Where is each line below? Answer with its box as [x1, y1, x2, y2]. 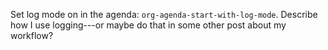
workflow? [10, 30, 54, 41]
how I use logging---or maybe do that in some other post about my [10, 19, 287, 31]
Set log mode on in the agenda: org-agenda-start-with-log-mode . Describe [10, 9, 318, 20]
